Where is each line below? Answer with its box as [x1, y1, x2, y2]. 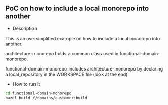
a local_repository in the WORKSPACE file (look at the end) [5, 71, 128, 77]
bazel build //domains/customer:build [5, 95, 87, 100]
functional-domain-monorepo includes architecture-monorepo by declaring [5, 65, 163, 72]
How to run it [12, 81, 40, 87]
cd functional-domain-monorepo [5, 91, 72, 96]
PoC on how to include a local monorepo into [5, 4, 149, 13]
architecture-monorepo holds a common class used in [5, 50, 119, 56]
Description [12, 25, 37, 31]
